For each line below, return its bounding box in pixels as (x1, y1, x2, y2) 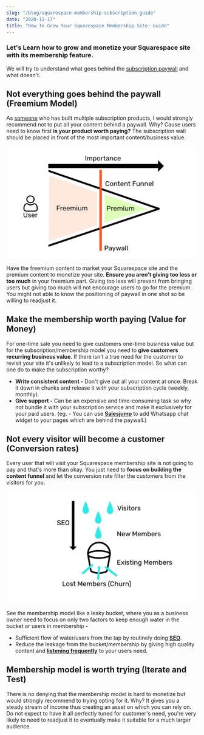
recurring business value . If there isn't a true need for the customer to (6, 353, 183, 360)
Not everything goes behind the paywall (6, 89, 161, 100)
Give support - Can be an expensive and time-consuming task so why (15, 397, 191, 404)
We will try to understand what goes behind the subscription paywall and (6, 64, 189, 72)
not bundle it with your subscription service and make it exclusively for (15, 403, 192, 410)
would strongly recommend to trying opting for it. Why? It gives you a (6, 697, 180, 704)
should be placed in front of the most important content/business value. (6, 134, 186, 141)
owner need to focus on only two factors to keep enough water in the (6, 616, 180, 623)
